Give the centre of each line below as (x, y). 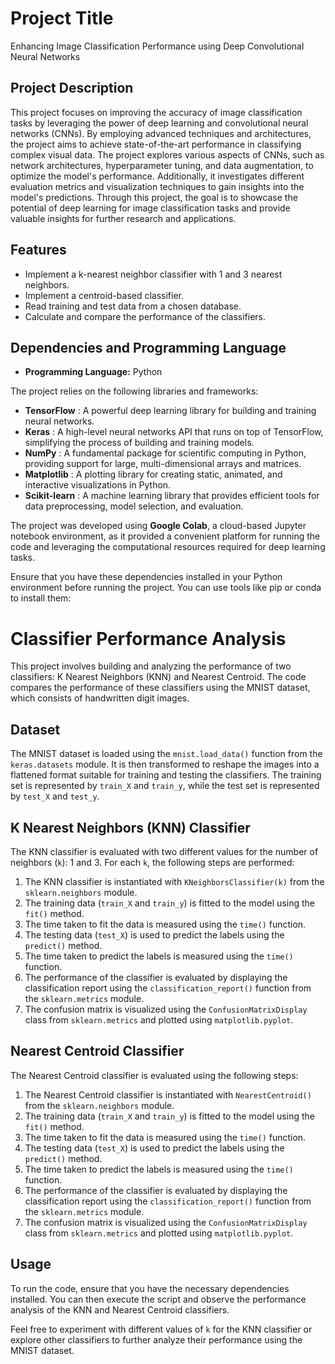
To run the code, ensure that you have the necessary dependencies (150, 1288)
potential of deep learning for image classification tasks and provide (150, 208)
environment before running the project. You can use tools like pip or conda (166, 588)
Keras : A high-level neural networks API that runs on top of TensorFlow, (174, 432)
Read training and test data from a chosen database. (133, 306)
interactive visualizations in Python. (98, 485)
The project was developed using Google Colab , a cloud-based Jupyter (158, 526)
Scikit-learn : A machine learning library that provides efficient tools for (172, 496)
